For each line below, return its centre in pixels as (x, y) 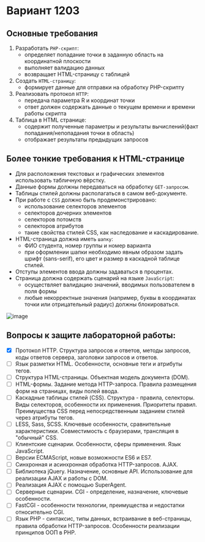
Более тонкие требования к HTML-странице (95, 159)
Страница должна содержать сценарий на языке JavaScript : (95, 278)
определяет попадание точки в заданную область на (94, 55)
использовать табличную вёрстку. (60, 180)
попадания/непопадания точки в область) (79, 133)
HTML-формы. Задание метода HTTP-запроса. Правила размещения (106, 384)
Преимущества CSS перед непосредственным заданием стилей (100, 411)
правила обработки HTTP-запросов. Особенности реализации (97, 525)
